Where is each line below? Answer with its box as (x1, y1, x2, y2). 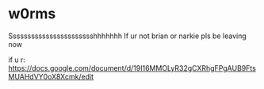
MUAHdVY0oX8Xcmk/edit (8, 72, 94, 81)
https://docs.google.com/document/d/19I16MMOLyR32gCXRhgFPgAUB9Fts (8, 63, 256, 72)
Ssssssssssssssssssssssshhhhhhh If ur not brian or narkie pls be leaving (8, 31, 247, 41)
